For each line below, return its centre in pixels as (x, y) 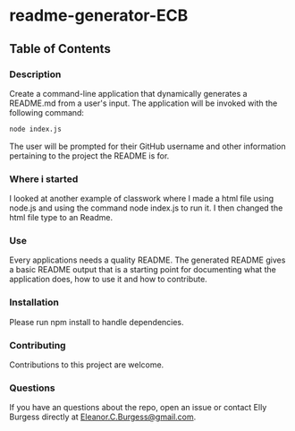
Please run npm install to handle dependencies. (97, 322)
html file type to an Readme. (61, 218)
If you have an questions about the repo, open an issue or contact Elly (138, 408)
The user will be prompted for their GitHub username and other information (147, 146)
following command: (47, 112)
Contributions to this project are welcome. (87, 365)
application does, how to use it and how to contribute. (108, 280)
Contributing (38, 345)
